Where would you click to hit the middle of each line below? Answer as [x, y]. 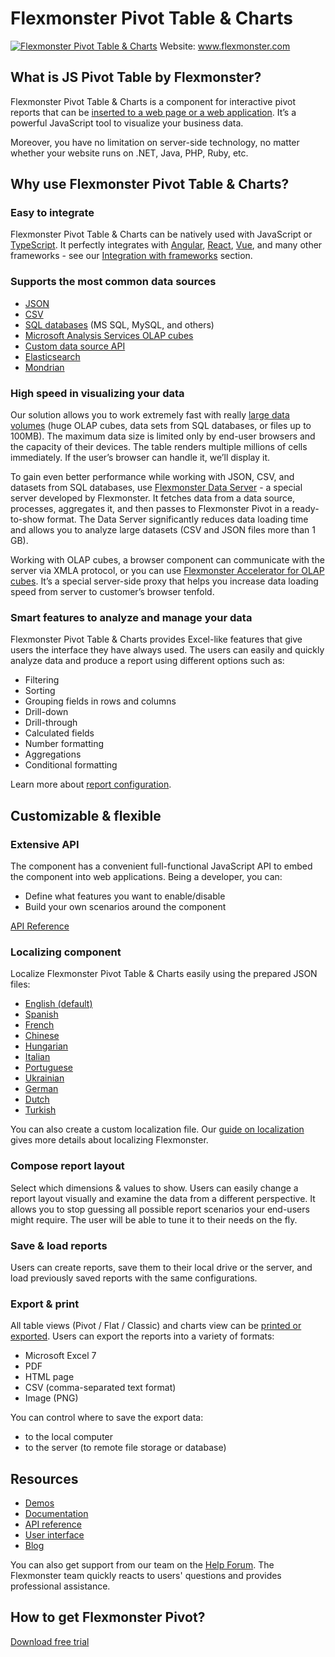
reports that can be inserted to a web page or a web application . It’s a [153, 112]
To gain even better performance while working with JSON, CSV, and [152, 477]
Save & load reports [59, 1245]
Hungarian [46, 1046]
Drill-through [51, 723]
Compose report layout [67, 1166]
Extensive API [45, 844]
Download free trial [50, 1641]
